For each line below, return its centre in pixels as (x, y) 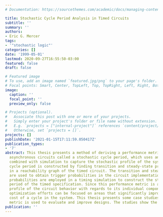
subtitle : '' (18, 23)
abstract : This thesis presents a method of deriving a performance (76, 153)
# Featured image (23, 77)
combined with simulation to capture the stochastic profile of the (80, 162)
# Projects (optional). (29, 112)
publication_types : (25, 144)
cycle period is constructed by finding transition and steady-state (81, 166)
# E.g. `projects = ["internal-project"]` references (63, 126)
